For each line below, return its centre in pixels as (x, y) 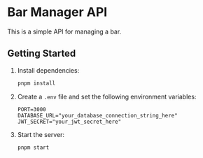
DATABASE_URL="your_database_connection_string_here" (97, 115)
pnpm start (33, 148)
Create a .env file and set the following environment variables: (107, 96)
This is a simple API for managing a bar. (64, 31)
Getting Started (42, 53)
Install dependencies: (48, 70)
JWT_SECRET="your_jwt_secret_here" (69, 122)
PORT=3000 (32, 109)
